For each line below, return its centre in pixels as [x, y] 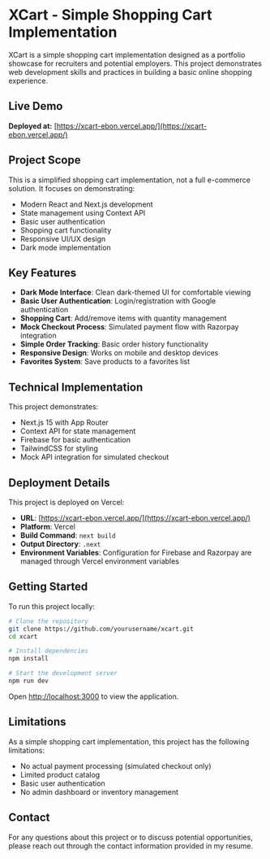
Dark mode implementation [65, 247]
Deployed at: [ [33, 126]
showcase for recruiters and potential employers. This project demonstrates [135, 63]
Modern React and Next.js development [86, 204]
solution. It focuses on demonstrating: [72, 188]
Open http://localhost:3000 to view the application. [94, 696]
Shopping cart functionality [66, 230]
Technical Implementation [76, 387]
